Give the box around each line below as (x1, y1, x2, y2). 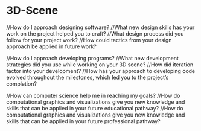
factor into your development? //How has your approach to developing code (6, 67, 196, 74)
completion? (6, 80, 37, 88)
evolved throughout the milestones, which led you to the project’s (6, 74, 169, 81)
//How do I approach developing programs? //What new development (6, 54, 179, 62)
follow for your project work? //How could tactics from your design (6, 36, 172, 43)
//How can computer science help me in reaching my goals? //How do (6, 92, 180, 99)
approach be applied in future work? (6, 43, 97, 50)
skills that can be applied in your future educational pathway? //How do (6, 104, 184, 112)
